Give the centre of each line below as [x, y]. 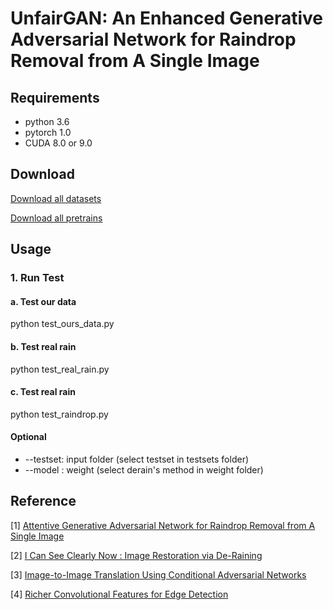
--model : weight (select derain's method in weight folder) [144, 469]
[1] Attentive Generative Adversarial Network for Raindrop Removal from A [163, 525]
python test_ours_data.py [62, 324]
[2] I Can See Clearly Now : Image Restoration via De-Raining [136, 555]
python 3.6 [47, 121]
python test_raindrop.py [59, 414]
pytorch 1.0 [48, 132]
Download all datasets [56, 198]
